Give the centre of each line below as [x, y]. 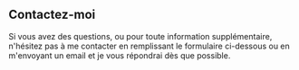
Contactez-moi [52, 15]
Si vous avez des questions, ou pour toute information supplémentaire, [140, 36]
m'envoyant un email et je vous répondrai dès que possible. [120, 55]
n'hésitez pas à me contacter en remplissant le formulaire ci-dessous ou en [149, 46]
